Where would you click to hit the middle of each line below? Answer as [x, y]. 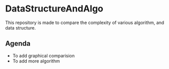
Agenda [18, 44]
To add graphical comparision [43, 55]
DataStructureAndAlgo [54, 9]
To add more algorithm [36, 61]
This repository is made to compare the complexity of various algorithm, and [85, 22]
